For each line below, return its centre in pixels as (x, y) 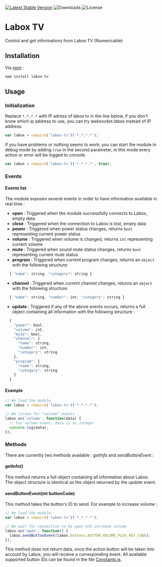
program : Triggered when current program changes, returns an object (83, 260)
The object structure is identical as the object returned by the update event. (81, 482)
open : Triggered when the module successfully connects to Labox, (80, 213)
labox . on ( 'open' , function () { (37, 531)
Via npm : (15, 68)
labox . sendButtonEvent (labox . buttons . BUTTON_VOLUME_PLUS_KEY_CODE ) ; (80, 535)
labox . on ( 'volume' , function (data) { (43, 419)
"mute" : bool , (28, 334)
